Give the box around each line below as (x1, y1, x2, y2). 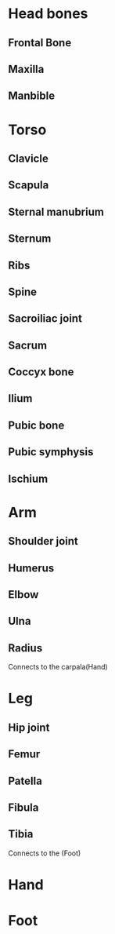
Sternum (8, 232, 52, 246)
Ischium (8, 472, 49, 485)
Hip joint (8, 721, 50, 734)
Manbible (8, 89, 56, 103)
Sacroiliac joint (8, 312, 82, 326)
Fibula (8, 801, 39, 814)
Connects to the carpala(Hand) (8, 662, 108, 672)
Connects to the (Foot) (8, 848, 81, 858)
